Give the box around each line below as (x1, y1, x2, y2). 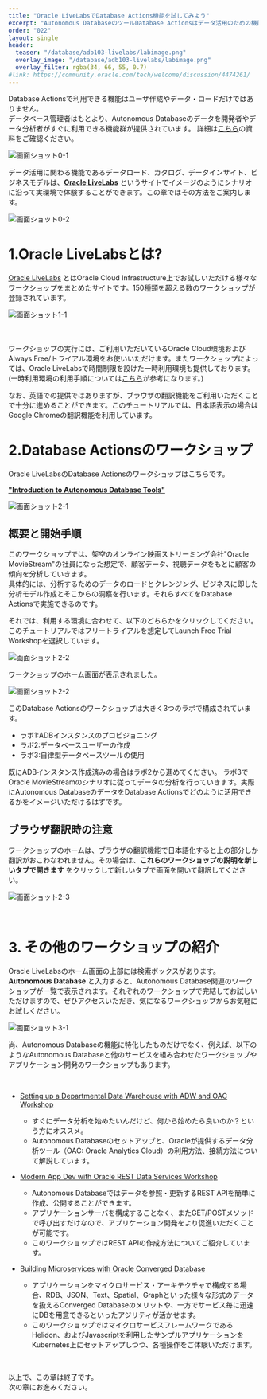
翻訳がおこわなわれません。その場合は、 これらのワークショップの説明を (8, 855, 245, 865)
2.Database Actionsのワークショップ (8, 441, 253, 459)
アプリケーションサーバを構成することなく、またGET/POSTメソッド (31, 1208, 254, 1218)
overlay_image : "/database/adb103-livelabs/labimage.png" (15, 57, 212, 64)
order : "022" (8, 26, 52, 34)
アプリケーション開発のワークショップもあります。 (8, 1060, 175, 1069)
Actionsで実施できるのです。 (8, 599, 103, 609)
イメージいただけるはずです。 (29, 797, 126, 807)
